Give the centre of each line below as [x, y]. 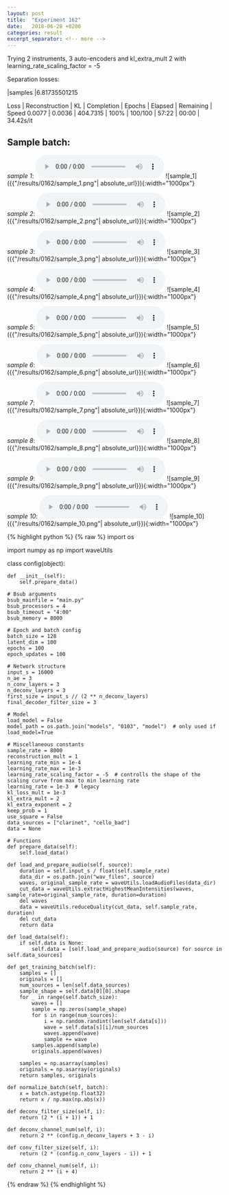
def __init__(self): [37, 576]
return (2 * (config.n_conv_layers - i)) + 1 [86, 1153]
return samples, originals [58, 1075]
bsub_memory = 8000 [35, 618]
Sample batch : [39, 142]
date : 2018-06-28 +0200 [44, 26]
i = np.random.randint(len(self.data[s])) [105, 1021]
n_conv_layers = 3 [33, 684]
